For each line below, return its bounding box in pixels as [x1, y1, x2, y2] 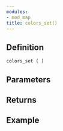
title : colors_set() [6, 20, 58, 26]
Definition [6, 42, 44, 52]
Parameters [6, 75, 51, 85]
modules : [6, 8, 28, 15]
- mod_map [6, 14, 31, 20]
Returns [6, 94, 37, 105]
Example [6, 115, 40, 126]
